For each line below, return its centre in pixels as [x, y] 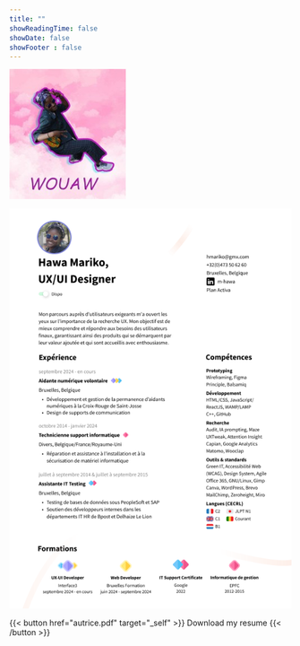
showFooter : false [46, 48]
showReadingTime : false [54, 28]
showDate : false [39, 38]
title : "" [28, 19]
